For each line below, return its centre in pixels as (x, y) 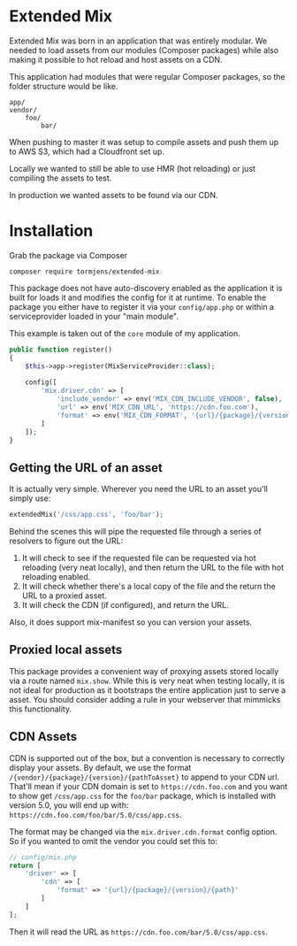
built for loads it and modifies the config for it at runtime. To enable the (138, 297)
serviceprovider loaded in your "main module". (94, 316)
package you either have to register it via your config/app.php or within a (141, 306)
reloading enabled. (56, 577)
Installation (51, 231)
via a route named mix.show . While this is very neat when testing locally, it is (147, 681)
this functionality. (41, 709)
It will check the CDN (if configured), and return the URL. (125, 605)
